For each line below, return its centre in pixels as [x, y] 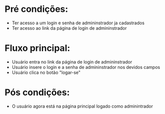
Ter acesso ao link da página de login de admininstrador [69, 28]
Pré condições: [36, 9]
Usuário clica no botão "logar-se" [46, 72]
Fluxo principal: [38, 48]
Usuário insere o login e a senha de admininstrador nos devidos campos [86, 67]
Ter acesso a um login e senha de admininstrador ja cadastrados [78, 23]
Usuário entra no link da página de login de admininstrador [72, 62]
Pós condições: [37, 92]
